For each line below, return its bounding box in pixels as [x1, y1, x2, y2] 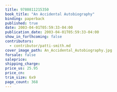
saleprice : [5, 57, 27, 62]
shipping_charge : [5, 61, 40, 66]
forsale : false [5, 52, 36, 57]
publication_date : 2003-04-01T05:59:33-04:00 [5, 30, 99, 35]
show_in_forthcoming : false [5, 35, 62, 39]
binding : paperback [5, 16, 45, 21]
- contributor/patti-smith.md [9, 43, 71, 48]
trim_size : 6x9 [5, 75, 36, 80]
